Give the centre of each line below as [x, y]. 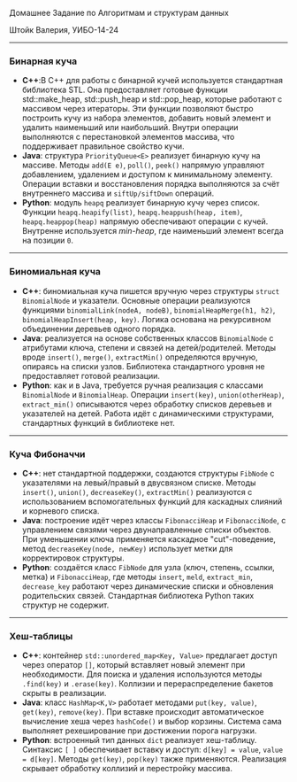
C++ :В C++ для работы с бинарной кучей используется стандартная [152, 81]
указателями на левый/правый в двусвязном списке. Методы [139, 483]
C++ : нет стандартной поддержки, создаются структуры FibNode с [148, 473]
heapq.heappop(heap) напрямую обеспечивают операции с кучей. [145, 221]
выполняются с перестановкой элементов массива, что [128, 137]
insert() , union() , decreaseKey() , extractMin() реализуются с [137, 492]
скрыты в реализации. [64, 693]
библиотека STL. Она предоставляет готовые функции [125, 90]
